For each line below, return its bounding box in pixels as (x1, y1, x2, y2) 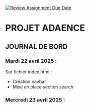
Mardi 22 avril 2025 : (5, 57, 57, 64)
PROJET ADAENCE (5, 23, 85, 34)
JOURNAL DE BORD (5, 42, 68, 51)
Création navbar (12, 78, 46, 84)
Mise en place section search (12, 83, 74, 90)
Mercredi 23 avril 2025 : (5, 96, 65, 103)
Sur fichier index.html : (5, 68, 52, 75)
